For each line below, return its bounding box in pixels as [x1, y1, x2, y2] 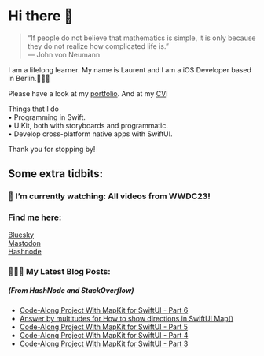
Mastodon [8, 238, 41, 247]
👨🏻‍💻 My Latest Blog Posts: [8, 266, 112, 277]
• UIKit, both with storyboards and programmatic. [8, 121, 169, 130]
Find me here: [8, 212, 62, 223]
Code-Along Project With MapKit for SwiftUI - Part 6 [19, 306, 189, 315]
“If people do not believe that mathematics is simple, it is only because [27, 33, 256, 43]
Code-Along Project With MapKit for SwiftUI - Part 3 [19, 339, 189, 349]
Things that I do [8, 104, 59, 113]
